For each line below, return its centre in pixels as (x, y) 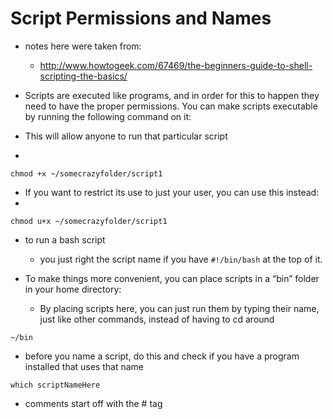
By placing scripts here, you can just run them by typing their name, (179, 308)
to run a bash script (65, 239)
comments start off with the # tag (93, 403)
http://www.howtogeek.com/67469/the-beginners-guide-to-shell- (176, 65)
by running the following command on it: (108, 116)
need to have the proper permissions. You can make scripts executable (171, 106)
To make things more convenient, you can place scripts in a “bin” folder (172, 278)
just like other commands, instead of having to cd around (157, 319)
